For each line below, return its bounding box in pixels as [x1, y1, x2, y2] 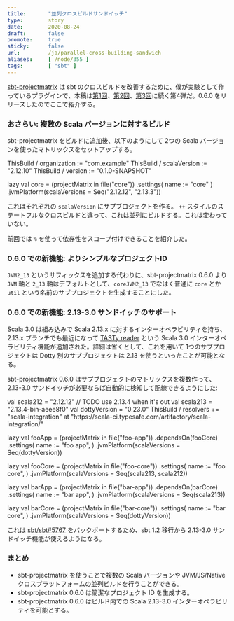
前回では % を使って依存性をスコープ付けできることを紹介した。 [7, 234, 191, 242]
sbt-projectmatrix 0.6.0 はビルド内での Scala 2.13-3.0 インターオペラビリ [17, 596, 228, 606]
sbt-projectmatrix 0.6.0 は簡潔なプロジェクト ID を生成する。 [17, 588, 194, 596]
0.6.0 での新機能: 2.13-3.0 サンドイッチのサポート [7, 307, 177, 317]
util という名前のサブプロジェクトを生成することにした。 [7, 288, 175, 297]
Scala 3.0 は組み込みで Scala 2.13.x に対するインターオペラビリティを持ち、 [7, 325, 226, 333]
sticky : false [7, 43, 64, 50]
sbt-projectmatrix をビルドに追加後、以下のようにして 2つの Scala [7, 136, 199, 144]
